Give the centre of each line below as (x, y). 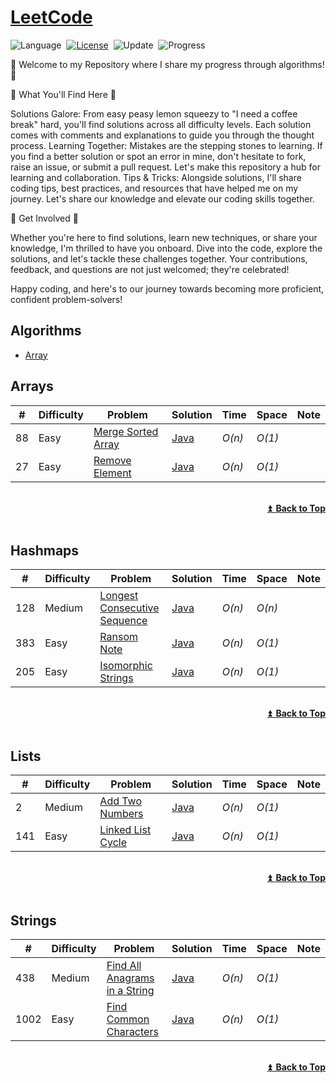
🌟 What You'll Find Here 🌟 (63, 94)
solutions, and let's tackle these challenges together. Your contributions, (159, 258)
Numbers (121, 814)
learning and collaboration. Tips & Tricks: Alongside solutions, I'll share (156, 177)
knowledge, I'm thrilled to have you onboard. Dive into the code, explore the (166, 248)
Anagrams (130, 978)
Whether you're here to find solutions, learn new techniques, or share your (164, 237)
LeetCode (51, 17)
